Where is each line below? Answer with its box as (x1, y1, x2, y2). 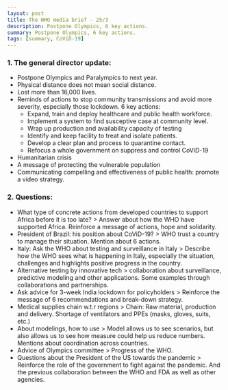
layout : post (7, 10, 45, 17)
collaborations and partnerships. (16, 281, 109, 289)
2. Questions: (7, 192, 53, 202)
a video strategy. (16, 175, 65, 183)
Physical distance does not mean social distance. (16, 81, 156, 89)
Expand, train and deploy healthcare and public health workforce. (27, 110, 212, 118)
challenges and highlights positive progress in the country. (16, 259, 183, 267)
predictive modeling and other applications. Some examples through (16, 273, 210, 281)
